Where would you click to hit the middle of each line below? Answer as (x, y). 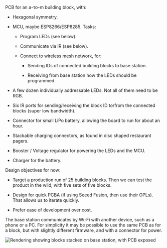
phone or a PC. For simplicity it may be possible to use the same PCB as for (83, 225)
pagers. (20, 141)
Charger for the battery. (37, 160)
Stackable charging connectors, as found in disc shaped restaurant (82, 136)
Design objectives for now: (33, 170)
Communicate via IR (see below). (54, 46)
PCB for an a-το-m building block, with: (46, 7)
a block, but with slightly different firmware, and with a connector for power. (84, 230)
